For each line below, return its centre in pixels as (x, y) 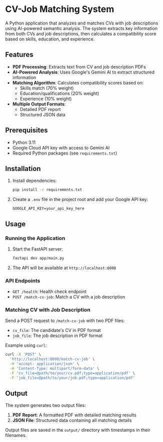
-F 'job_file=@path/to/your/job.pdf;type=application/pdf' (72, 378)
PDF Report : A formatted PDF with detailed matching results (74, 415)
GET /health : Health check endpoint (49, 291)
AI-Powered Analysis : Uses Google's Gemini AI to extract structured (83, 72)
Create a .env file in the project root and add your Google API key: (80, 199)
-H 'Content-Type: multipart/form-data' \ (54, 368)
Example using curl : (26, 345)
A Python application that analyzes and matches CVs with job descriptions (82, 23)
